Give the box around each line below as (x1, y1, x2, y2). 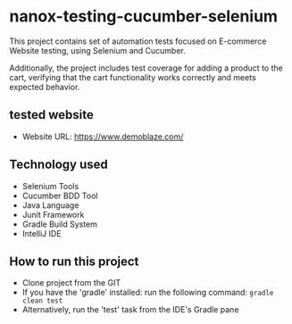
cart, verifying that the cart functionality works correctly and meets (9, 71, 256, 82)
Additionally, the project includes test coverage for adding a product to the (9, 62, 283, 73)
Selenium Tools (21, 180, 79, 191)
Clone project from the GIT (21, 278, 121, 288)
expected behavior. (9, 81, 80, 92)
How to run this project (9, 253, 139, 269)
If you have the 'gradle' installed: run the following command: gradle (21, 287, 274, 298)
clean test (21, 296, 63, 305)
